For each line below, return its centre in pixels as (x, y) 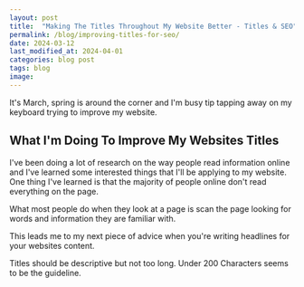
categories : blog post (52, 60)
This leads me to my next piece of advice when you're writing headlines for (150, 235)
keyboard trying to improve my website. (83, 112)
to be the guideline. (45, 273)
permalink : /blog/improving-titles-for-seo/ (95, 34)
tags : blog (30, 69)
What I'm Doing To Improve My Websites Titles (144, 141)
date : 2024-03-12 (42, 43)
